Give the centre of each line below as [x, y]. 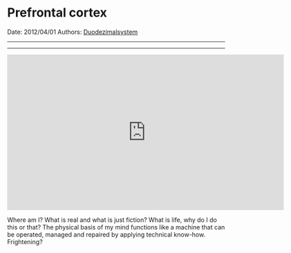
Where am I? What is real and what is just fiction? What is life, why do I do [112, 220]
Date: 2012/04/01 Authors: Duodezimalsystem [73, 32]
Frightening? [25, 242]
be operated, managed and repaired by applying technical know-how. [106, 234]
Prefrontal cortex [57, 13]
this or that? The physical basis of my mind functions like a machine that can [116, 227]
